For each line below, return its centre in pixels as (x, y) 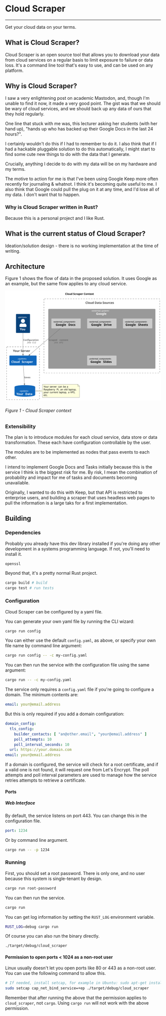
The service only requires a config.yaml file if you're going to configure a (80, 689)
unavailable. (17, 482)
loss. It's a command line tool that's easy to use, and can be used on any (79, 65)
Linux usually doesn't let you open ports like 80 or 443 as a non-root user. (81, 968)
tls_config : (22, 729)
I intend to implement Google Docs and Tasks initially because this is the (79, 467)
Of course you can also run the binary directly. (52, 936)
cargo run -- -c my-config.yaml (38, 680)
